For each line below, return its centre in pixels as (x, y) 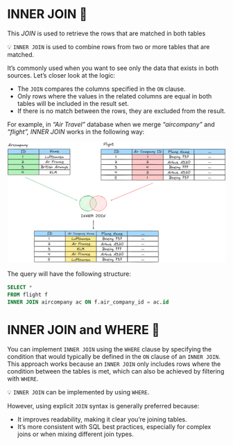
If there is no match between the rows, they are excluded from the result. (121, 111)
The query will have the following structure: (69, 274)
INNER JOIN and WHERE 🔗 (84, 330)
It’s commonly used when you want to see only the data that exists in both (113, 68)
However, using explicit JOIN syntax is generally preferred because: (103, 406)
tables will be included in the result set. (73, 103)
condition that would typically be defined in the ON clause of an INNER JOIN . (114, 357)
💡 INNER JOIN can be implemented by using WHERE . (78, 392)
